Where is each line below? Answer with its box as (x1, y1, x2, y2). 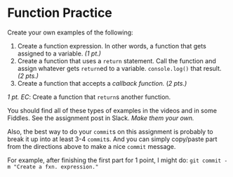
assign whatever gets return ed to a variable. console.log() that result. (17, 64, 222, 72)
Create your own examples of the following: (7, 28, 133, 37)
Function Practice (7, 5, 112, 21)
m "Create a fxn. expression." (7, 163, 99, 170)
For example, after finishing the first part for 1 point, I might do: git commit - (7, 156, 228, 164)
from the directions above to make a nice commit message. (7, 142, 176, 150)
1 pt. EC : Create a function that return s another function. (7, 93, 171, 101)
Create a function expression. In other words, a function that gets (17, 41, 207, 50)
